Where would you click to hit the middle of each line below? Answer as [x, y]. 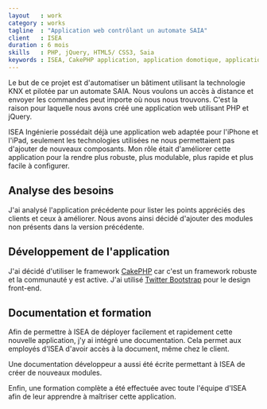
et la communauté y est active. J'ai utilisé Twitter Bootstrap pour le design [130, 279]
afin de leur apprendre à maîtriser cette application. [92, 397]
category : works [37, 23]
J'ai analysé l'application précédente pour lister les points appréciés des [127, 210]
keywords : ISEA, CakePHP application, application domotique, [115, 60]
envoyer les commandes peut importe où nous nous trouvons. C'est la [123, 99]
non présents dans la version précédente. [76, 227]
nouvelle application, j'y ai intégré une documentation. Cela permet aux [125, 341]
